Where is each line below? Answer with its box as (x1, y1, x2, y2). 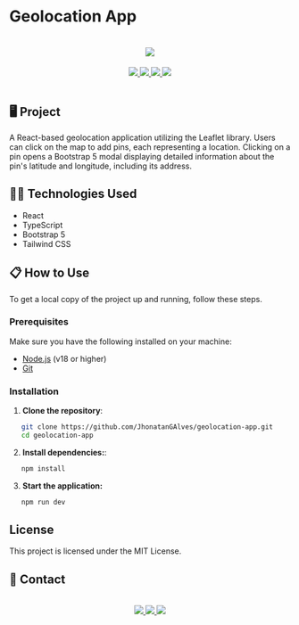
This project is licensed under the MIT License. (9, 546, 182, 556)
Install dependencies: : (21, 447, 107, 457)
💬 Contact (9, 572, 66, 587)
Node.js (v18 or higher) (21, 353, 107, 364)
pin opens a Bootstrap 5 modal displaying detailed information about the (9, 151, 275, 161)
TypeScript (21, 219, 63, 230)
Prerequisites (9, 316, 69, 328)
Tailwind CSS (21, 238, 71, 249)
